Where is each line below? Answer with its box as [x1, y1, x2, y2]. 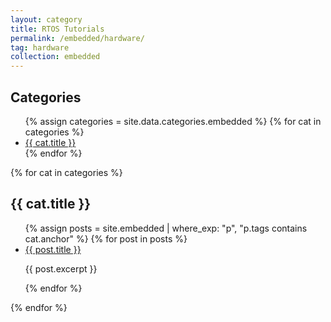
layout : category [10, 14, 83, 25]
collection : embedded [10, 52, 101, 62]
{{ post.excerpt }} [24, 262, 98, 275]
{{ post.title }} [24, 243, 82, 255]
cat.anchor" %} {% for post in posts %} [24, 232, 188, 245]
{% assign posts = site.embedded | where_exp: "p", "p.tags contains [24, 222, 308, 234]
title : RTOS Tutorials [10, 24, 105, 34]
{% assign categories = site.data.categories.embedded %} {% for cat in [24, 115, 322, 127]
